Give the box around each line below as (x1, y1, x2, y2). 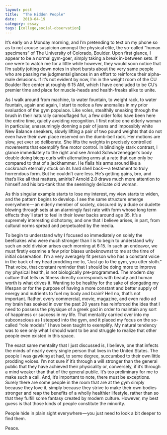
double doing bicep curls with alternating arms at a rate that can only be (5, 155, 153, 161)
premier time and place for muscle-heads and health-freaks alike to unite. (5, 87, 157, 93)
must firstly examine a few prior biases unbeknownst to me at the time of (5, 248, 155, 254)
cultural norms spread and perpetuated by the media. (5, 222, 115, 229)
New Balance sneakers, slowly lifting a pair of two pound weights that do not (5, 128, 162, 134)
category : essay (5, 21, 39, 26)
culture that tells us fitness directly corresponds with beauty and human (5, 275, 153, 281)
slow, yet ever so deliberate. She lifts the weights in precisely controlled (5, 139, 152, 145)
